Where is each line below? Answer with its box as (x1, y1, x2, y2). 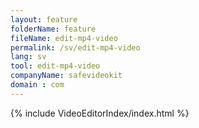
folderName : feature (10, 24, 97, 34)
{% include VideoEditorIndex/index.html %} (10, 107, 190, 119)
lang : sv (10, 52, 47, 62)
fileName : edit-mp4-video (10, 33, 118, 43)
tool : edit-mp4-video (10, 61, 101, 71)
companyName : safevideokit (10, 71, 123, 81)
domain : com (10, 80, 65, 90)
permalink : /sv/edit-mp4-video (10, 42, 141, 53)
